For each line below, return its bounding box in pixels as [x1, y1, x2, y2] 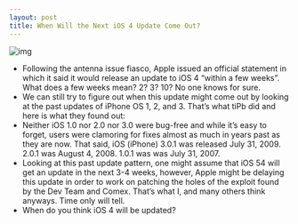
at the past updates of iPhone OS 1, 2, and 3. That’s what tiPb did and [21, 100, 276, 111]
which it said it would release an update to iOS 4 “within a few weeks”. [21, 72, 280, 83]
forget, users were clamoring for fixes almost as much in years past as [21, 129, 280, 140]
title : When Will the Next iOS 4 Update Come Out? [9, 21, 201, 30]
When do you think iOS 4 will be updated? [21, 204, 176, 215]
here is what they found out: [21, 110, 126, 121]
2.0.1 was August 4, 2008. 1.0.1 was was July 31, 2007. [21, 148, 221, 158]
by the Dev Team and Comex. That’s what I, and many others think [21, 186, 266, 196]
